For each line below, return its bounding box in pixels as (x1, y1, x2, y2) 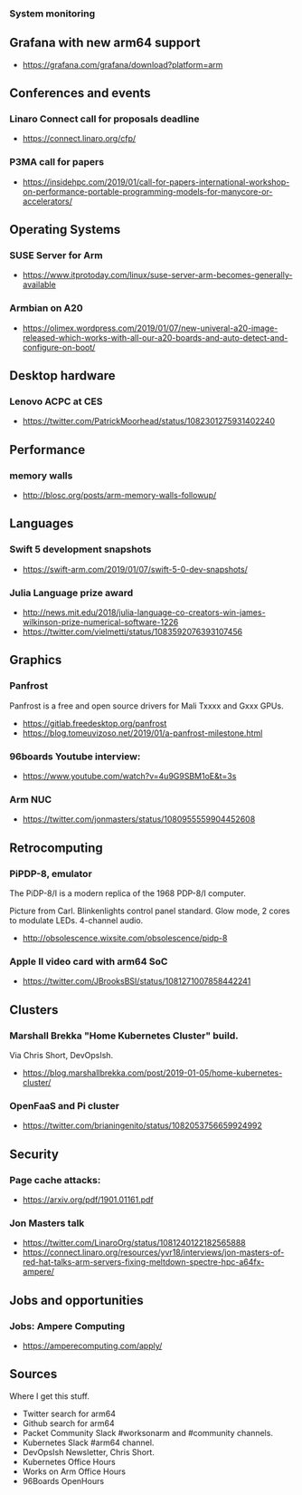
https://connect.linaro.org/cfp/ (22, 133, 137, 144)
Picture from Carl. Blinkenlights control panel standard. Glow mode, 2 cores (9, 905, 291, 917)
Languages (9, 516, 74, 532)
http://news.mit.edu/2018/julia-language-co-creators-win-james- (22, 607, 266, 618)
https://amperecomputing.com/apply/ (22, 1340, 163, 1351)
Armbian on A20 (9, 302, 83, 314)
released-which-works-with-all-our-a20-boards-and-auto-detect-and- (22, 332, 288, 342)
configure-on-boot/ (22, 342, 96, 352)
